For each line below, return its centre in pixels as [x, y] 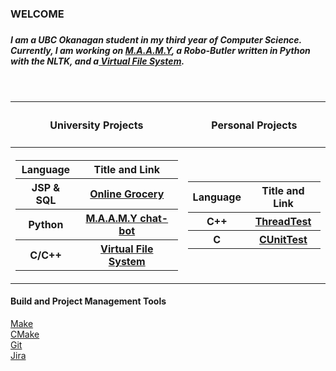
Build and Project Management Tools [88, 301]
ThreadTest [283, 222]
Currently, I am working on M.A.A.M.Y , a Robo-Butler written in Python [160, 50]
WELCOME [37, 14]
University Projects [96, 125]
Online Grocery [127, 194]
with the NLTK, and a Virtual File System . [97, 61]
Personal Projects [254, 125]
